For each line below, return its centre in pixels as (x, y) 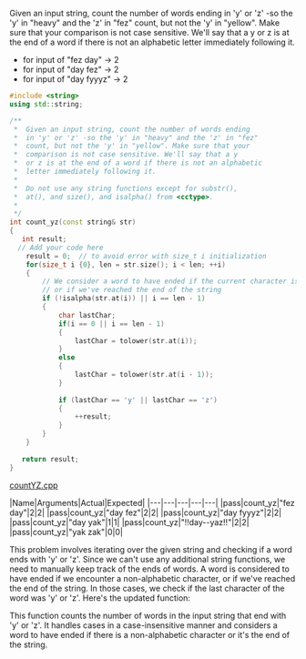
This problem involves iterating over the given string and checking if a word (151, 549)
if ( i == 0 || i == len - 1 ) (112, 324)
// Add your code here (61, 248)
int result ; (44, 239)
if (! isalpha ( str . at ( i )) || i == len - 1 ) (124, 299)
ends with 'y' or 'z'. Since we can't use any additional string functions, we (148, 559)
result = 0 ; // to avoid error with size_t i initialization (146, 256)
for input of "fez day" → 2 (71, 60)
